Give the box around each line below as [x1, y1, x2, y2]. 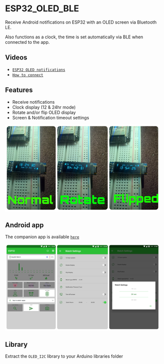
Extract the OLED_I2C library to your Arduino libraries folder [5, 353, 123, 359]
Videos [5, 54, 27, 62]
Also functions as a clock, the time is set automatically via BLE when [5, 34, 143, 40]
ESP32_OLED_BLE [5, 3, 80, 14]
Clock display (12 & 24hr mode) [12, 104, 76, 110]
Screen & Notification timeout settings [12, 114, 89, 120]
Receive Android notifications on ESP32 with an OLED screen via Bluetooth [5, 19, 157, 25]
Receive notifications [12, 99, 55, 105]
